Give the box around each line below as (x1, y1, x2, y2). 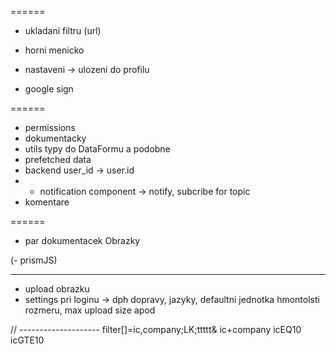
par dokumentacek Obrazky (24, 235, 141, 246)
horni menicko (24, 44, 85, 56)
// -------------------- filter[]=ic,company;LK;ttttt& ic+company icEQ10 (10, 324, 302, 335)
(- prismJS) (10, 254, 58, 266)
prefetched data (24, 154, 92, 165)
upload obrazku (24, 283, 90, 295)
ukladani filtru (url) (24, 25, 102, 36)
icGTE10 (10, 334, 45, 346)
